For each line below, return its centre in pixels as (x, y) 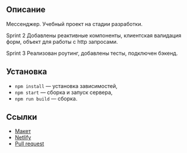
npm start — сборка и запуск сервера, (64, 92)
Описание (26, 10)
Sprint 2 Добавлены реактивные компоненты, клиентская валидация (94, 35)
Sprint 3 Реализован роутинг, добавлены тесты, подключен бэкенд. (92, 53)
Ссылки (22, 117)
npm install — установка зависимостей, (66, 86)
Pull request (29, 144)
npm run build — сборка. (46, 98)
